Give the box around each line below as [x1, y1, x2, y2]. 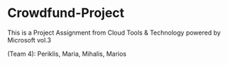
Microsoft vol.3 [7, 35, 52, 44]
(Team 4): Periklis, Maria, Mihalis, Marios [7, 49, 126, 58]
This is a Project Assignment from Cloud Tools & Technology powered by [7, 28, 222, 37]
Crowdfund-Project [7, 5, 125, 21]
